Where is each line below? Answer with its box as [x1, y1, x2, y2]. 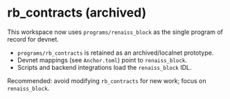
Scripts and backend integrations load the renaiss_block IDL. [17, 63, 192, 71]
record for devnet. [7, 35, 59, 43]
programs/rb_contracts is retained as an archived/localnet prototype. [17, 48, 214, 57]
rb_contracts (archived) [7, 5, 147, 21]
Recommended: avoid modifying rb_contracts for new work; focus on [7, 76, 206, 84]
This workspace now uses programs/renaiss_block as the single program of [7, 28, 224, 36]
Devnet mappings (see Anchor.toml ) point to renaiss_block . [17, 55, 188, 64]
